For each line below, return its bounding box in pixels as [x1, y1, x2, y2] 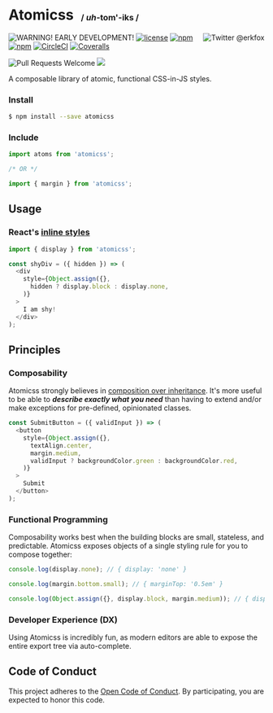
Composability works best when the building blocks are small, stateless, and [8, 532, 264, 542]
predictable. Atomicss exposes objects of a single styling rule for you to [8, 541, 249, 551]
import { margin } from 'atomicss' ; [8, 180, 132, 188]
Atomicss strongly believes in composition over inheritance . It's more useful [8, 386, 262, 396]
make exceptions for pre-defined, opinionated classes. [8, 403, 192, 413]
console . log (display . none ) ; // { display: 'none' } [8, 566, 187, 574]
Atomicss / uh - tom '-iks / [8, 6, 140, 24]
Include [8, 132, 39, 143]
